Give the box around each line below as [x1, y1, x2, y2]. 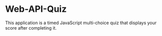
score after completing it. [5, 25, 57, 31]
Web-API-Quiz [5, 3, 67, 15]
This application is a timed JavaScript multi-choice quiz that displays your [5, 20, 157, 26]
